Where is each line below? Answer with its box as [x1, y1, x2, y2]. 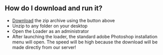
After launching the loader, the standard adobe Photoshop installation [12, 33, 158, 39]
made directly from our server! [12, 44, 77, 50]
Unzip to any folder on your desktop [12, 23, 88, 29]
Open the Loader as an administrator [12, 28, 89, 34]
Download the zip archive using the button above [12, 17, 115, 23]
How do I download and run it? [5, 4, 103, 13]
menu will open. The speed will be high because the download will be [12, 39, 158, 45]
